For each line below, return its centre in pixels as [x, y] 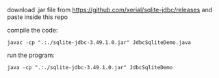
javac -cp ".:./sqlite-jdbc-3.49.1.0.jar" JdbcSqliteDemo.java [99, 43]
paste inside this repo [38, 17]
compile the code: [33, 30]
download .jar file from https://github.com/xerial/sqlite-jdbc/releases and [110, 10]
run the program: [31, 55]
